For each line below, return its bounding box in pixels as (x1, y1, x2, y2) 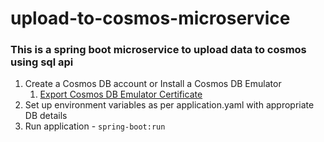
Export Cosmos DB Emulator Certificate (39, 88, 203, 101)
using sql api (10, 55, 74, 69)
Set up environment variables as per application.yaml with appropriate (24, 99, 315, 111)
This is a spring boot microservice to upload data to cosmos (10, 43, 307, 57)
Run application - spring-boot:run (24, 120, 166, 132)
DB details (24, 110, 68, 122)
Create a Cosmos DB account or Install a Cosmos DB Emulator (24, 78, 282, 90)
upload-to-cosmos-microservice (10, 7, 291, 30)
